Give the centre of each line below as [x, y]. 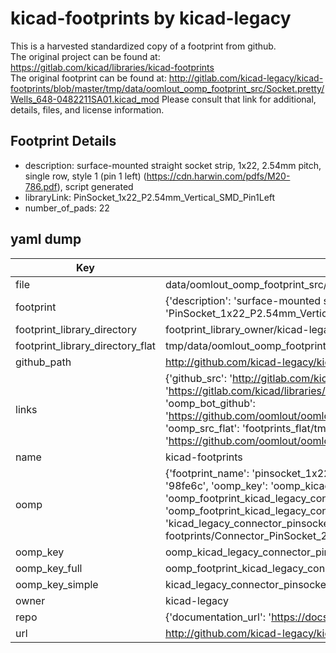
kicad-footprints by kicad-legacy [151, 18]
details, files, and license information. [87, 109]
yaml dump [46, 239]
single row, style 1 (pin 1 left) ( [85, 176]
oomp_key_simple [57, 584]
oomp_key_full [49, 568]
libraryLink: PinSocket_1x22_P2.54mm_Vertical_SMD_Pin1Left [150, 197]
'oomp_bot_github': [210, 403]
